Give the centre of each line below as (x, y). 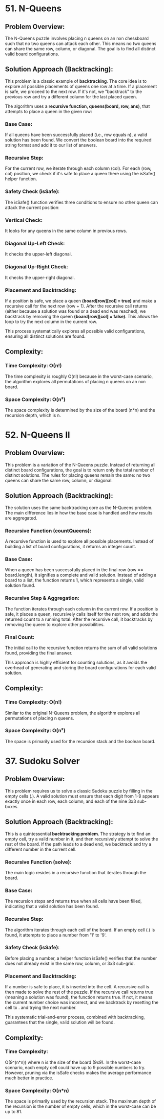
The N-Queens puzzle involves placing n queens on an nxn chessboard (77, 38)
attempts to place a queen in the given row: (49, 111)
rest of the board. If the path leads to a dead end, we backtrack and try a (78, 844)
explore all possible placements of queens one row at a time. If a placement (81, 86)
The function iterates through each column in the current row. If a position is (82, 609)
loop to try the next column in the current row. (51, 322)
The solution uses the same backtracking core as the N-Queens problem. (79, 508)
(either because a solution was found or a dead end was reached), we (75, 311)
